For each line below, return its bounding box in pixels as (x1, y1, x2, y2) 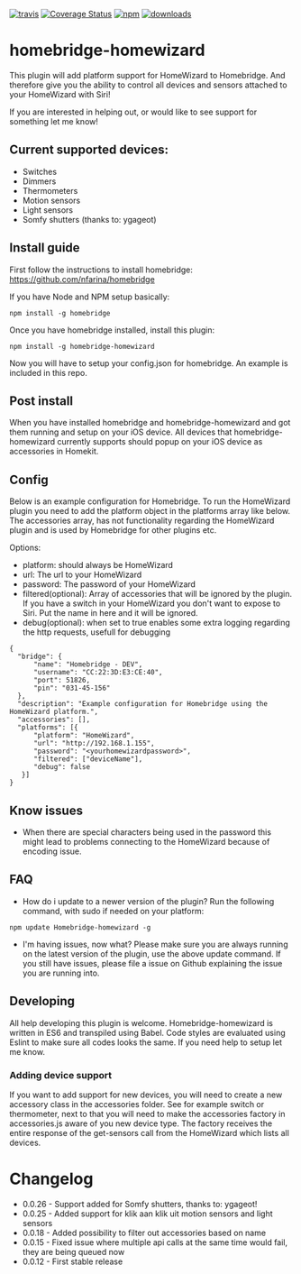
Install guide (9, 240, 80, 256)
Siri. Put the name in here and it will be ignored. (22, 608, 198, 619)
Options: (9, 542, 41, 554)
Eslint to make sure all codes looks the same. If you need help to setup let (9, 1037, 282, 1048)
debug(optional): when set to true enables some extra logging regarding (22, 618, 290, 628)
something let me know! (9, 115, 99, 126)
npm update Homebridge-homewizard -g (9, 922, 151, 932)
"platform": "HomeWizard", (32, 731, 135, 740)
